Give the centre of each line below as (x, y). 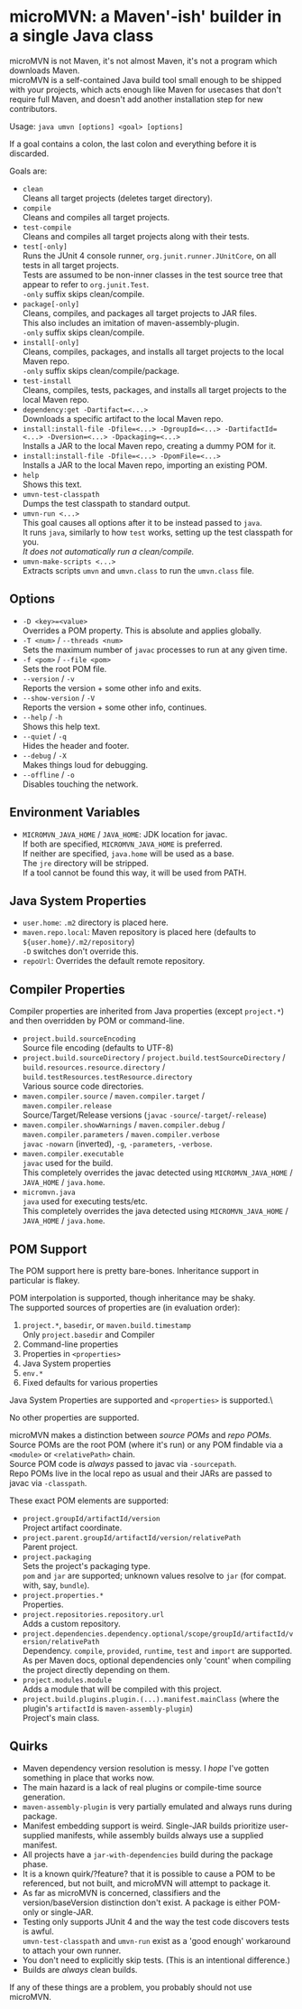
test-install (47, 381)
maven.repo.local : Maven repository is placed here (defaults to (139, 932)
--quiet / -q (45, 736)
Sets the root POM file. (64, 668)
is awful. (38, 1931)
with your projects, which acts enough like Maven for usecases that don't (146, 89)
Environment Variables (75, 813)
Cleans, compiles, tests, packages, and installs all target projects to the (154, 389)
